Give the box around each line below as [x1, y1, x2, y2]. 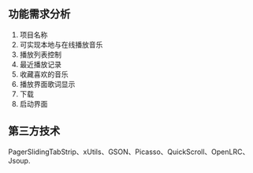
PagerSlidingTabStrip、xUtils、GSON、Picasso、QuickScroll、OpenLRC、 [8, 147, 250, 156]
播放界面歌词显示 [19, 79, 76, 88]
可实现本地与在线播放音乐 [19, 39, 103, 49]
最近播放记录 [19, 59, 61, 69]
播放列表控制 [19, 50, 61, 59]
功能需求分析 [8, 7, 71, 21]
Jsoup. [8, 156, 31, 165]
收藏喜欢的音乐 [19, 70, 69, 79]
